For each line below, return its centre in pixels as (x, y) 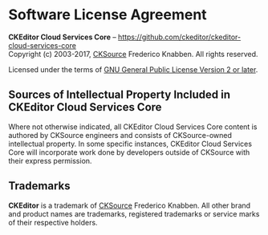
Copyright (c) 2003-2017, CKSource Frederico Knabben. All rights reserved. (133, 54)
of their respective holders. (53, 222)
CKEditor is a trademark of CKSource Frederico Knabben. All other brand (130, 205)
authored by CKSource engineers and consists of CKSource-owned (120, 135)
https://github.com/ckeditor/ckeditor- (179, 37)
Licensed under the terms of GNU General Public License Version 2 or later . (133, 69)
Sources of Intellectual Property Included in (120, 95)
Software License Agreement (108, 15)
